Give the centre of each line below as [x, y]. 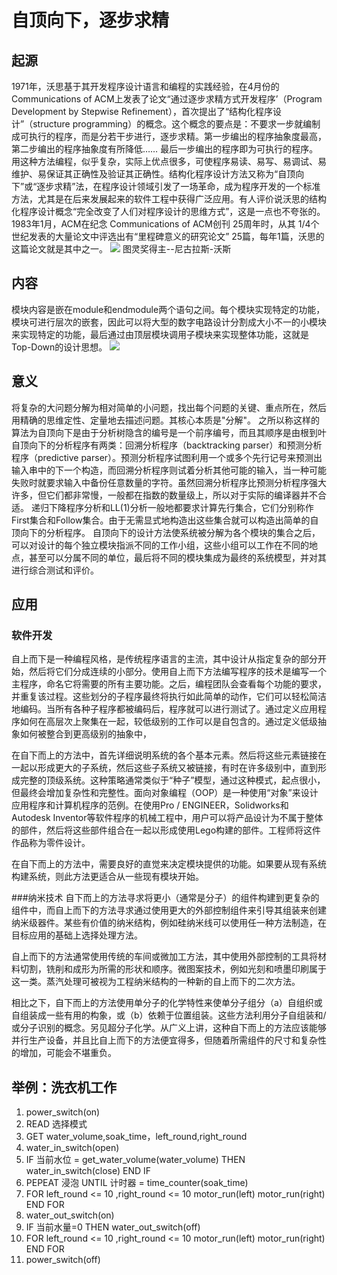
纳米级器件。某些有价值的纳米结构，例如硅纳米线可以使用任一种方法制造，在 [169, 923]
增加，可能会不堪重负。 [68, 1053]
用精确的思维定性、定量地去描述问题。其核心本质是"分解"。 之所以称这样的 [165, 420]
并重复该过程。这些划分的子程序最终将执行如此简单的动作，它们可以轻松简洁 [169, 697]
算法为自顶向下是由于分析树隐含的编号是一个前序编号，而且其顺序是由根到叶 [169, 432]
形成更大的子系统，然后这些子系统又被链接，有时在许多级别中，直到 [177, 768]
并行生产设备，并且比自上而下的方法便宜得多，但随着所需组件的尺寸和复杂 [164, 1040]
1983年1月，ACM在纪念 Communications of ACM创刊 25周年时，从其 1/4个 [165, 224]
